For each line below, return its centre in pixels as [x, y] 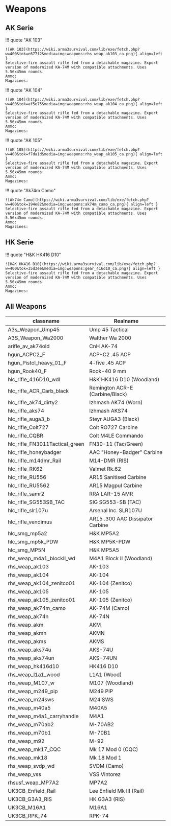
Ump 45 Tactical [109, 329]
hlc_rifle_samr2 [26, 494]
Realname [126, 321]
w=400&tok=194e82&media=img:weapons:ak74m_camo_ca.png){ [67, 204]
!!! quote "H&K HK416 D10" [33, 255]
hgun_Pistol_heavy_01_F [37, 362]
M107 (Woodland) [111, 683]
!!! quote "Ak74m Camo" [31, 190]
